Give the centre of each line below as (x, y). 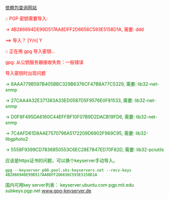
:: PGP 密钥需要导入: (27, 19)
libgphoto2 (17, 139)
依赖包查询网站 (21, 7)
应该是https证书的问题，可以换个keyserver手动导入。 (61, 160)
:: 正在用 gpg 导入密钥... (30, 51)
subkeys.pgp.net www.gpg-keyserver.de (48, 191)
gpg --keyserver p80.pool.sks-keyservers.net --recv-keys (68, 170)
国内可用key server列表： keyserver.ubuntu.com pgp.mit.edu (70, 185)
